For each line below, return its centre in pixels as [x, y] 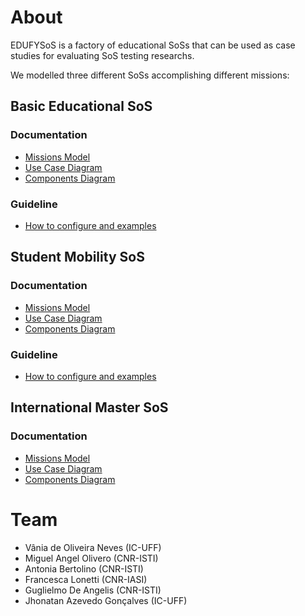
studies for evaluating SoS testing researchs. [102, 55]
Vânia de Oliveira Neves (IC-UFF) [93, 547]
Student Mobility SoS [77, 257]
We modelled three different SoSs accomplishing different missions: [150, 75]
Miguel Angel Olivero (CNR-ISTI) [91, 558]
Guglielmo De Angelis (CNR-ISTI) [93, 590]
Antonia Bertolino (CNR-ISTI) [84, 568]
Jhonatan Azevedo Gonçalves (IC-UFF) [106, 600]
